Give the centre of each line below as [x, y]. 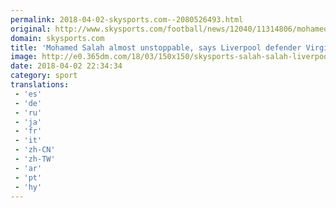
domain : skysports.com [57, 38]
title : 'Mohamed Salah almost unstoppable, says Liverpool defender [156, 47]
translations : [40, 85]
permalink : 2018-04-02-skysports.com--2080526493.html [127, 19]
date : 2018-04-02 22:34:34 [66, 66]
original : [31, 29]
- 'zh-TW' [35, 159]
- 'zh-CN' [35, 150]
